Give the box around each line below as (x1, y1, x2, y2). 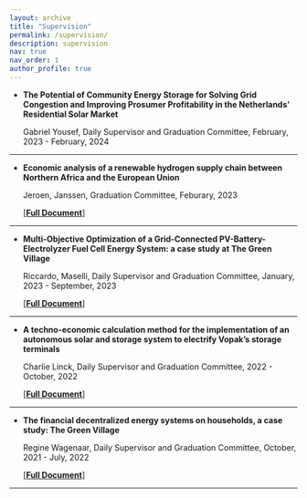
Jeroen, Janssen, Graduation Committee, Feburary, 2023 (22, 189, 238, 201)
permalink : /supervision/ (9, 30, 108, 39)
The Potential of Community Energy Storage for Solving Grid (22, 88, 258, 100)
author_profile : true (9, 65, 92, 74)
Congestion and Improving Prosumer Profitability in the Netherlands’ (22, 99, 291, 109)
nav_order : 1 (9, 56, 59, 65)
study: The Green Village (22, 424, 121, 435)
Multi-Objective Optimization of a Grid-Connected (22, 233, 217, 244)
